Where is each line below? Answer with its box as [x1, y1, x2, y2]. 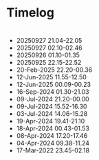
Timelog [6, 5, 54, 21]
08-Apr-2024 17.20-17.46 [16, 132, 88, 140]
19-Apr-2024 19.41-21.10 [16, 117, 85, 126]
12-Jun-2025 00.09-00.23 [16, 81, 91, 89]
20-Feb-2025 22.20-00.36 [16, 66, 93, 74]
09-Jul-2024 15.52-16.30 [16, 102, 87, 111]
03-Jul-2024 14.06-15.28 [16, 110, 88, 118]
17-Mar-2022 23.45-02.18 [16, 146, 90, 154]
